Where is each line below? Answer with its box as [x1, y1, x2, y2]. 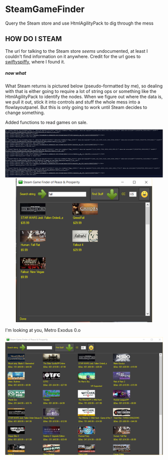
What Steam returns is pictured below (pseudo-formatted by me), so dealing [5, 83, 163, 89]
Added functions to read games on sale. [5, 119, 88, 125]
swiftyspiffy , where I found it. [5, 59, 65, 65]
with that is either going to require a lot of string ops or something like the [5, 88, 156, 94]
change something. [5, 109, 45, 116]
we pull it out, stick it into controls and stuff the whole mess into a [5, 99, 140, 105]
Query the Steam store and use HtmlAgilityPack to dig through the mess [5, 20, 154, 26]
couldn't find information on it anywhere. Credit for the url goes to [5, 53, 141, 59]
